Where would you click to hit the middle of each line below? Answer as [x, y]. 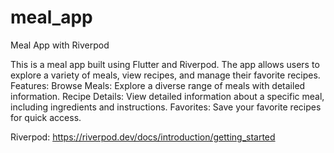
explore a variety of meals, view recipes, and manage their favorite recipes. [165, 75]
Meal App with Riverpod [60, 45]
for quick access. [46, 117]
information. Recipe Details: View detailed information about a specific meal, [167, 96]
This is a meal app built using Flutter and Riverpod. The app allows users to [165, 64]
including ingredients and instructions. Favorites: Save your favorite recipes [166, 107]
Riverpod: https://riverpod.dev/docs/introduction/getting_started [143, 137]
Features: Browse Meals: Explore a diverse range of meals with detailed [158, 85]
